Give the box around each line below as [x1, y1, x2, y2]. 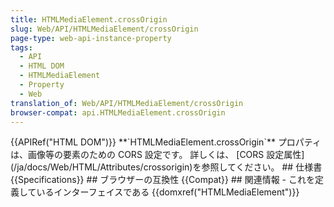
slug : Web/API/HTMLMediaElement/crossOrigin [10, 24, 199, 34]
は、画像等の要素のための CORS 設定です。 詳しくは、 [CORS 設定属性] [10, 149, 305, 161]
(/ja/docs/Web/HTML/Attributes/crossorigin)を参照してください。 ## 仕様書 [10, 161, 323, 173]
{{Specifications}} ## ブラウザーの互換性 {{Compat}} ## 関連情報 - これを [10, 174, 315, 186]
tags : [10, 42, 33, 53]
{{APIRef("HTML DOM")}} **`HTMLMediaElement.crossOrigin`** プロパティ [10, 136, 322, 148]
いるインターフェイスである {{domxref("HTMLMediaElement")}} [36, 186, 300, 198]
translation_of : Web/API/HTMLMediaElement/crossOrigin [10, 98, 244, 108]
